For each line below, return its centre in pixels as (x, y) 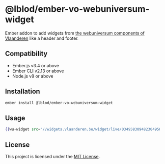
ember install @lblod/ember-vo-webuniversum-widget (59, 103)
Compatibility (26, 54)
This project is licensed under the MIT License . (53, 156)
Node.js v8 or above (33, 76)
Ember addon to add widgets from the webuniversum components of (75, 33)
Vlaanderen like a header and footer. (42, 38)
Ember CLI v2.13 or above (38, 71)
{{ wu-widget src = (23, 129)
